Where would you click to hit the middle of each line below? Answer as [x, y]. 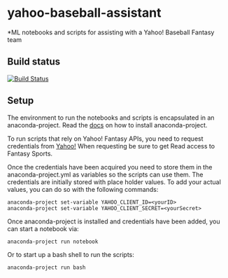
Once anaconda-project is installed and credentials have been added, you [114, 221]
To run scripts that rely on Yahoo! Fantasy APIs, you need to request [106, 139]
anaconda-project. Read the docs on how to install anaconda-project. [107, 125]
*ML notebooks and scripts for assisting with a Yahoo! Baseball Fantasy [111, 32]
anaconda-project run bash [47, 267]
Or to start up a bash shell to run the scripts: [71, 254]
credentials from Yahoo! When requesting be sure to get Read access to [111, 146]
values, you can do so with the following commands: [83, 189]
